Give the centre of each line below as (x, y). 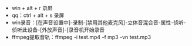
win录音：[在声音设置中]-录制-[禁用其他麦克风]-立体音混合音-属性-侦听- (99, 22)
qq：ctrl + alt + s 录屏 (38, 15)
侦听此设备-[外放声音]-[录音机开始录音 (58, 30)
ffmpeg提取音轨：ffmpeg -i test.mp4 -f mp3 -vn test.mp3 (81, 37)
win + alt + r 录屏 (32, 8)
